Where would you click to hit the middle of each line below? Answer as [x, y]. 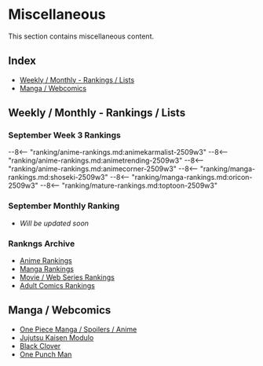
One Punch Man [46, 354]
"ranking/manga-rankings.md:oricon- [192, 178]
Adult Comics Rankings [57, 286]
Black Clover [40, 346]
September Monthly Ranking [64, 206]
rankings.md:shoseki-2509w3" [58, 178]
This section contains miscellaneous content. [81, 36]
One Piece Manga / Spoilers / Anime [78, 329]
